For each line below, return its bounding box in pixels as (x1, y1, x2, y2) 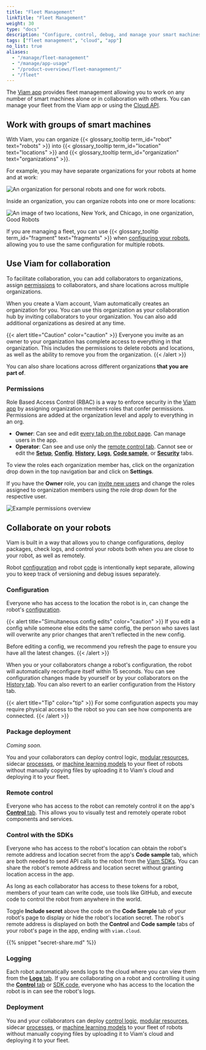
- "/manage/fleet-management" (12, 55, 89, 61)
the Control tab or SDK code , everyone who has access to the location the (6, 981, 195, 989)
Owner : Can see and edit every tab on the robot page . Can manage (15, 430, 186, 438)
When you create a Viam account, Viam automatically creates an (6, 299, 170, 307)
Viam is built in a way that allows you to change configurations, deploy (6, 538, 185, 546)
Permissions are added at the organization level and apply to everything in (6, 412, 194, 419)
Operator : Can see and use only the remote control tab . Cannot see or (15, 443, 193, 450)
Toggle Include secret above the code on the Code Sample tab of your (6, 908, 186, 915)
